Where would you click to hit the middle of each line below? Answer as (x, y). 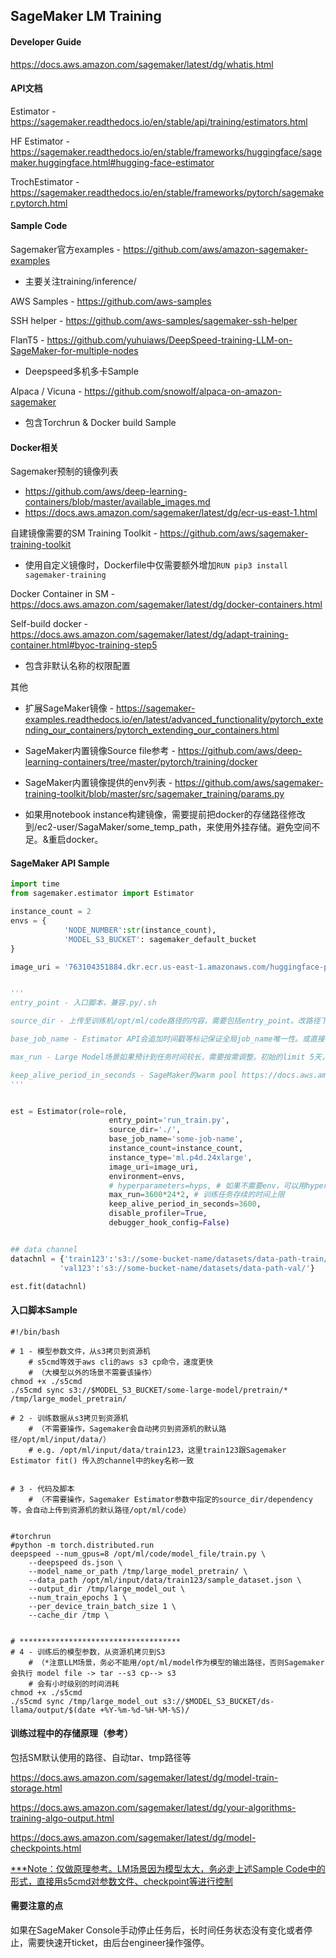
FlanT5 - (27, 340)
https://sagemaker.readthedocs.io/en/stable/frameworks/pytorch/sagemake (167, 192)
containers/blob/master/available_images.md (117, 502)
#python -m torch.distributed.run (82, 1545)
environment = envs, (147, 1176)
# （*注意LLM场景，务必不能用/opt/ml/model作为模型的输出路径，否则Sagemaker (176, 1662)
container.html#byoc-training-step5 (84, 645)
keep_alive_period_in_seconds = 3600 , (185, 1204)
